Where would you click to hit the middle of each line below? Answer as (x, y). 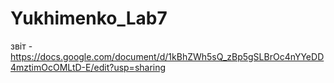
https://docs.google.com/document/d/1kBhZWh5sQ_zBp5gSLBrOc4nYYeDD (167, 56)
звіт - (21, 46)
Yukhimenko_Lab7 (89, 18)
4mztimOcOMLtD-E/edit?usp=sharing (88, 67)
